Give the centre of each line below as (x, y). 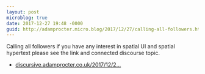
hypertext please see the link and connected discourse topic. (83, 53)
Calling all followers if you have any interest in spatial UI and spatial (91, 46)
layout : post (23, 12)
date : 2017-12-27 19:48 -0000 (45, 23)
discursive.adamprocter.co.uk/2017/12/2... (68, 65)
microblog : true (27, 18)
